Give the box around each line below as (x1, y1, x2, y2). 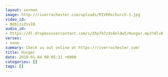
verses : (5, 36, 22, 41)
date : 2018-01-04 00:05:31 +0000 (5, 54, 77, 60)
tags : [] (5, 64, 24, 69)
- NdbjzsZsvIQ (5, 21, 36, 27)
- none (5, 41, 19, 46)
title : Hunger (5, 50, 36, 55)
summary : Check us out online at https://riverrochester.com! (5, 45, 140, 50)
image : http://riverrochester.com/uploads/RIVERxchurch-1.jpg (5, 12, 140, 17)
